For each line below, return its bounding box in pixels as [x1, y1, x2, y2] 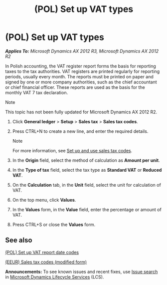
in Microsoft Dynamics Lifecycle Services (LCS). [5, 274, 104, 280]
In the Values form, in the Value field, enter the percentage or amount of [12, 206, 162, 213]
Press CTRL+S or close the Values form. [12, 221, 96, 228]
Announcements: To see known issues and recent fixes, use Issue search [5, 269, 158, 275]
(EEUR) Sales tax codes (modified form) [5, 259, 87, 265]
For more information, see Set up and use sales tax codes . [12, 147, 133, 153]
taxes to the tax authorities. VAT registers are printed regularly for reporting [5, 68, 160, 74]
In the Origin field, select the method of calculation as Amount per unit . [12, 157, 161, 163]
